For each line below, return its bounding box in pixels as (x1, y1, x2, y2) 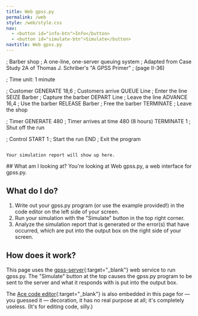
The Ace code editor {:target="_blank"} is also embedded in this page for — (6, 290, 190, 297)
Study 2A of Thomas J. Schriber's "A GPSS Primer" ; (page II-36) (6, 64, 165, 71)
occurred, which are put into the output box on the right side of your (14, 226, 181, 234)
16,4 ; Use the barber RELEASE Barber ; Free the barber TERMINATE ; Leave (6, 100, 192, 107)
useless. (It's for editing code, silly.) (6, 303, 93, 310)
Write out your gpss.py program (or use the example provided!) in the (14, 202, 185, 209)
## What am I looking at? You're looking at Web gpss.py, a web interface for (6, 162, 192, 170)
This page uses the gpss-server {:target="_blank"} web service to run (6, 266, 176, 273)
